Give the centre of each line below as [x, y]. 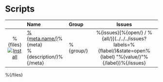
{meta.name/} [42, 38]
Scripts [20, 9]
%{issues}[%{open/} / [121, 33]
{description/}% [45, 57]
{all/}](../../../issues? [124, 38]
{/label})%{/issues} [124, 63]
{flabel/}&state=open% [124, 50]
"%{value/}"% [132, 57]
